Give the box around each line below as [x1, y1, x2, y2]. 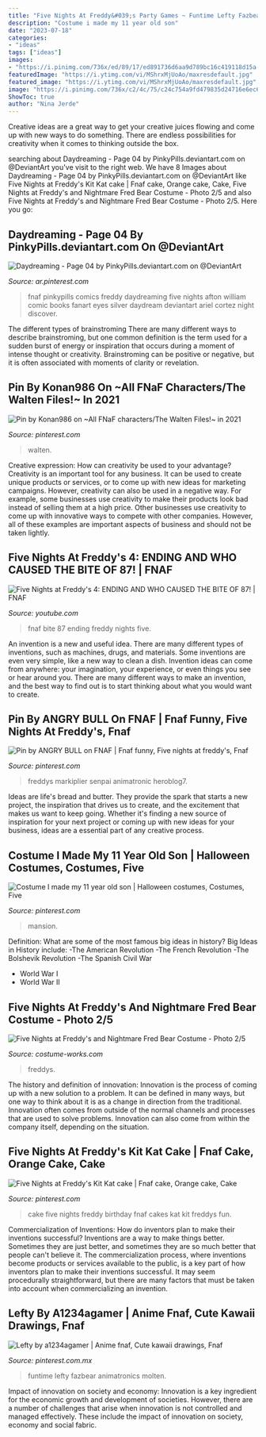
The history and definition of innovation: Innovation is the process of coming [8, 1080, 257, 1089]
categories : [8, 33, 47, 42]
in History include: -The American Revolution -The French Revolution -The [8, 945, 249, 955]
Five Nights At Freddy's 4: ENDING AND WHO [8, 551, 237, 564]
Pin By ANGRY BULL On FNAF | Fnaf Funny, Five [8, 712, 248, 726]
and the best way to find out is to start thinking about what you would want [8, 681, 253, 690]
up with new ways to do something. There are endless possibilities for [8, 130, 236, 140]
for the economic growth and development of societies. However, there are [8, 1394, 253, 1404]
